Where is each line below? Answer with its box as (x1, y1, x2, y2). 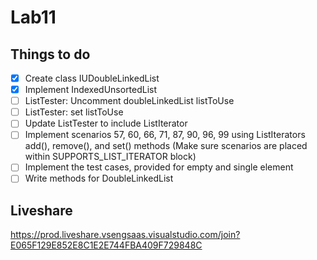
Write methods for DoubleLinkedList (24, 172, 174, 185)
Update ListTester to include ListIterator (24, 117, 188, 130)
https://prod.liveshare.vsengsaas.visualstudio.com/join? (10, 229, 241, 241)
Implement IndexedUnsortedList (24, 84, 158, 96)
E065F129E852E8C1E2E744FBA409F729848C (10, 239, 203, 251)
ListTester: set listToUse (24, 106, 124, 118)
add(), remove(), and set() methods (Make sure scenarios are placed (24, 140, 308, 152)
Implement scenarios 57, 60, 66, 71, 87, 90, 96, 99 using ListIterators (24, 129, 306, 141)
